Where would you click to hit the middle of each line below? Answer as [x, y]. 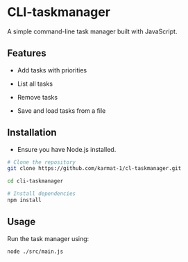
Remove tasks [37, 97]
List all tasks [35, 84]
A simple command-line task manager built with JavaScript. [92, 31]
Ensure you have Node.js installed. [67, 149]
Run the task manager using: [48, 238]
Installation [32, 133]
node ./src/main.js [35, 252]
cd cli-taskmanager [35, 181]
